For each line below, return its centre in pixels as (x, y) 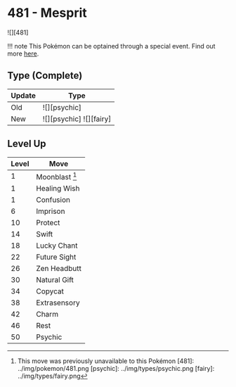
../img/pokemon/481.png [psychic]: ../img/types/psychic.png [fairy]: (116, 368)
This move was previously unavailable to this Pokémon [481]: (106, 361)
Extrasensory (58, 303)
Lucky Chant (57, 246)
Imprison (51, 211)
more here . (23, 53)
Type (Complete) (45, 76)
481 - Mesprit (47, 13)
